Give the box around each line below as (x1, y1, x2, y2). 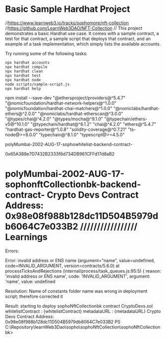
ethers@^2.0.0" (5, 111, 37, 116)
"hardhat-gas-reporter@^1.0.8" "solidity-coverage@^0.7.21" (5, 126, 127, 132)
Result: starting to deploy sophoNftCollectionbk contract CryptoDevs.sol (5, 303, 153, 309)
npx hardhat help (5, 86, 41, 91)
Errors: (5, 248, 19, 254)
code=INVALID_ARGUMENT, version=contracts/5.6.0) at (5, 263, 120, 269)
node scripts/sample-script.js (5, 82, 70, 87)
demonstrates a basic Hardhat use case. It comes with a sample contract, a (5, 30, 160, 36)
